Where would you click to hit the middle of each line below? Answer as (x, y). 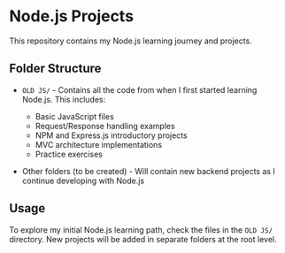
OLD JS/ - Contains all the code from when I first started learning (139, 89)
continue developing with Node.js (83, 180)
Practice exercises (69, 154)
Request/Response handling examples (105, 126)
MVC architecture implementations (98, 144)
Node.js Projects (72, 16)
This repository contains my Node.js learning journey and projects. (131, 41)
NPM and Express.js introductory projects (111, 135)
